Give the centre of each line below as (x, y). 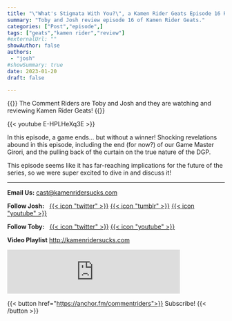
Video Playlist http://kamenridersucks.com (68, 240)
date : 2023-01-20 (32, 71)
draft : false (26, 78)
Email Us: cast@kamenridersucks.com (62, 193)
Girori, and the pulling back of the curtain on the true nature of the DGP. (109, 152)
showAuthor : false (33, 46)
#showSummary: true (35, 65)
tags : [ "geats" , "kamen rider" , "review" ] (66, 33)
